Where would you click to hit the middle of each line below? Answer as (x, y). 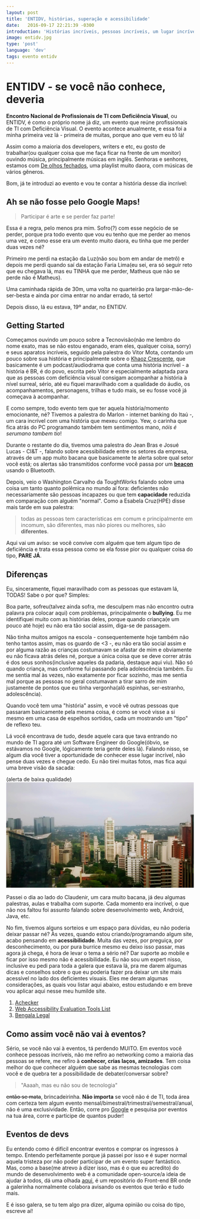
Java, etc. (18, 916)
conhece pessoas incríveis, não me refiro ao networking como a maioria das (100, 1055)
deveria (25, 99)
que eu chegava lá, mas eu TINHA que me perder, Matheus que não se (93, 271)
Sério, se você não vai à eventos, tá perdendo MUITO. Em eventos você (94, 1048)
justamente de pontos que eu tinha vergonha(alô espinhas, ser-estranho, (96, 688)
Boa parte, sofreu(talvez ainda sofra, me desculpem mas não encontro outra (100, 607)
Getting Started (35, 325)
